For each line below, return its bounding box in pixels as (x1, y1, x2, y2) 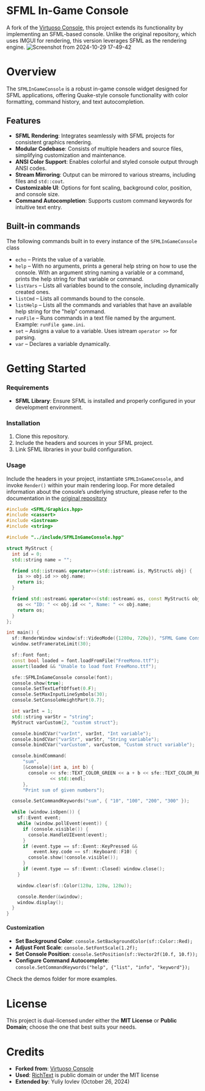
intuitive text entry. (15, 203, 62, 211)
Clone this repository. (15, 433, 70, 440)
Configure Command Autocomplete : (15, 957, 110, 964)
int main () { (6, 630, 40, 636)
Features (6, 116, 41, 126)
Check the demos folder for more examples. (6, 975, 117, 983)
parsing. (15, 334, 37, 341)
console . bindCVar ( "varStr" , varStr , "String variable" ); (12, 736, 160, 743)
